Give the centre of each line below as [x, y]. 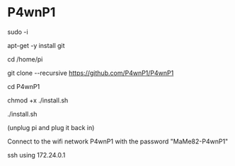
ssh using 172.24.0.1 [36, 155]
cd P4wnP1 [24, 86]
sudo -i [18, 32]
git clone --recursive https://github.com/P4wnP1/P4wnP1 [91, 73]
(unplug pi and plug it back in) [51, 127]
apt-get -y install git [36, 45]
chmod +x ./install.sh [38, 100]
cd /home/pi [25, 59]
